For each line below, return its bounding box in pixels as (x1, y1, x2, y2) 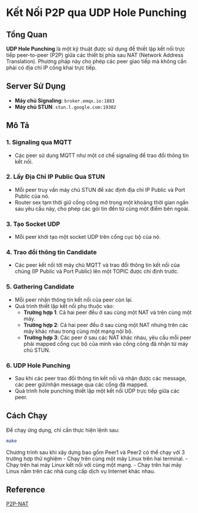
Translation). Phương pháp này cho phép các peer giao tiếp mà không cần (6, 58, 187, 65)
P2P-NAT (6, 501, 29, 508)
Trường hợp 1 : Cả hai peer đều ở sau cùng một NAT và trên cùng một (23, 309, 192, 316)
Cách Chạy (6, 411, 48, 421)
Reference (6, 485, 46, 495)
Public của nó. (14, 193, 50, 200)
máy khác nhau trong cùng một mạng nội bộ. (23, 328, 133, 335)
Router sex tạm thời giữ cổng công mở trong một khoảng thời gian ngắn (14, 198, 189, 206)
